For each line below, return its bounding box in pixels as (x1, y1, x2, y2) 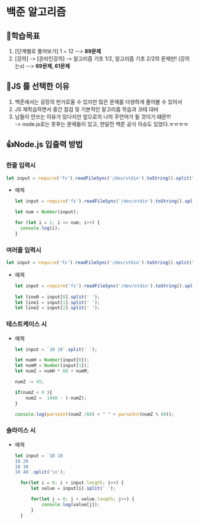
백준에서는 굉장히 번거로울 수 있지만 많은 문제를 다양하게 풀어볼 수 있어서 (14, 98, 182, 105)
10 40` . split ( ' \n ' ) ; (14, 469, 66, 475)
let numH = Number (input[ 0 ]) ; (14, 357, 90, 363)
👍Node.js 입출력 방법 (6, 140, 83, 150)
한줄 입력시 (6, 161, 36, 169)
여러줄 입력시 (6, 246, 41, 254)
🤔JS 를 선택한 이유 (6, 81, 70, 92)
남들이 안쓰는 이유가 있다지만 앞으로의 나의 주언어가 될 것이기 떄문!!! (14, 113, 171, 120)
